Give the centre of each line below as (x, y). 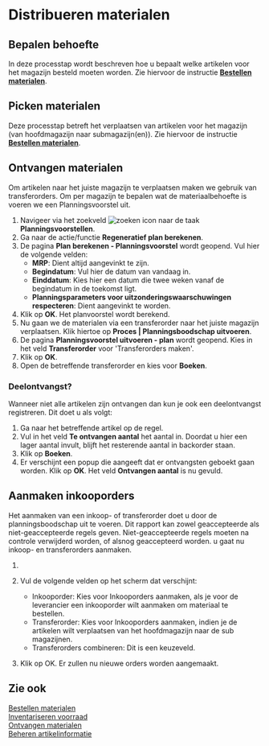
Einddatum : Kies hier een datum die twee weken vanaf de (128, 280)
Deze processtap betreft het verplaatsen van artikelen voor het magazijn (128, 126)
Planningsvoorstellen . (57, 229)
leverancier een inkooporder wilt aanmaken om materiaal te (130, 604)
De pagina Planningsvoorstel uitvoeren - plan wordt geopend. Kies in (136, 340)
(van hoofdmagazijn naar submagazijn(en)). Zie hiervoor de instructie (123, 134)
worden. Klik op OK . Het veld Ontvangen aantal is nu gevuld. (121, 470)
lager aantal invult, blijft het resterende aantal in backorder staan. (127, 445)
